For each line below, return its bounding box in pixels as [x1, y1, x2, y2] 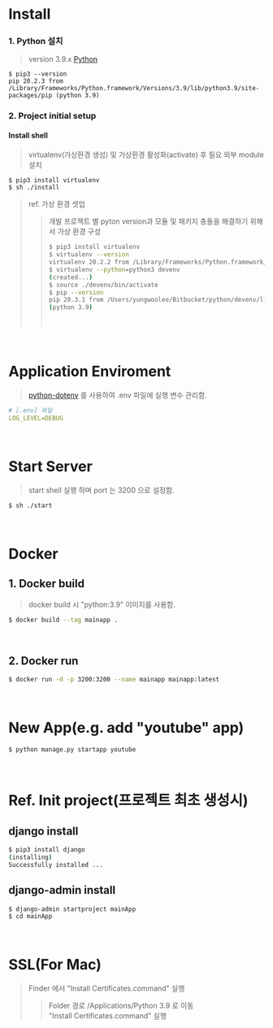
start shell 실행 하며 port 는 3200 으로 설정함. [28, 485, 175, 494]
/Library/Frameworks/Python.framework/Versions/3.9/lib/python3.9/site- [8, 85, 260, 93]
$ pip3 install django [8, 846, 85, 854]
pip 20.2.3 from [8, 77, 63, 85]
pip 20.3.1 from [48, 296, 104, 304]
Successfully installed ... [8, 860, 104, 869]
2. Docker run [8, 654, 79, 668]
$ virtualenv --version [48, 250, 130, 259]
